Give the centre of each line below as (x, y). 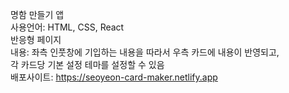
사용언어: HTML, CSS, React (67, 27)
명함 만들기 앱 (37, 14)
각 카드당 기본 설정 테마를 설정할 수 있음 (87, 64)
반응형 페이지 (36, 39)
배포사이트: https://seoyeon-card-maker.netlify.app (114, 77)
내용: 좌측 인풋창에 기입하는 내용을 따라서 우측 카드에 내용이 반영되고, (145, 52)
